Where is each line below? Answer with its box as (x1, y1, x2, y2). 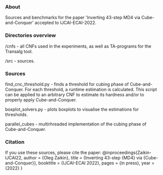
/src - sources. (5, 58, 35, 64)
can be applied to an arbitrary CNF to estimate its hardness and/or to (5, 92, 144, 98)
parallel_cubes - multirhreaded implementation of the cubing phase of (5, 121, 147, 127)
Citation (5, 138, 25, 145)
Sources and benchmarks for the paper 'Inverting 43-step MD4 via (5, 15, 141, 21)
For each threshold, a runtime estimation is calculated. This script (25, 86, 157, 92)
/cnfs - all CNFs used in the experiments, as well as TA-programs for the (5, 43, 151, 49)
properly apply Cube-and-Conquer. (5, 97, 77, 102)
